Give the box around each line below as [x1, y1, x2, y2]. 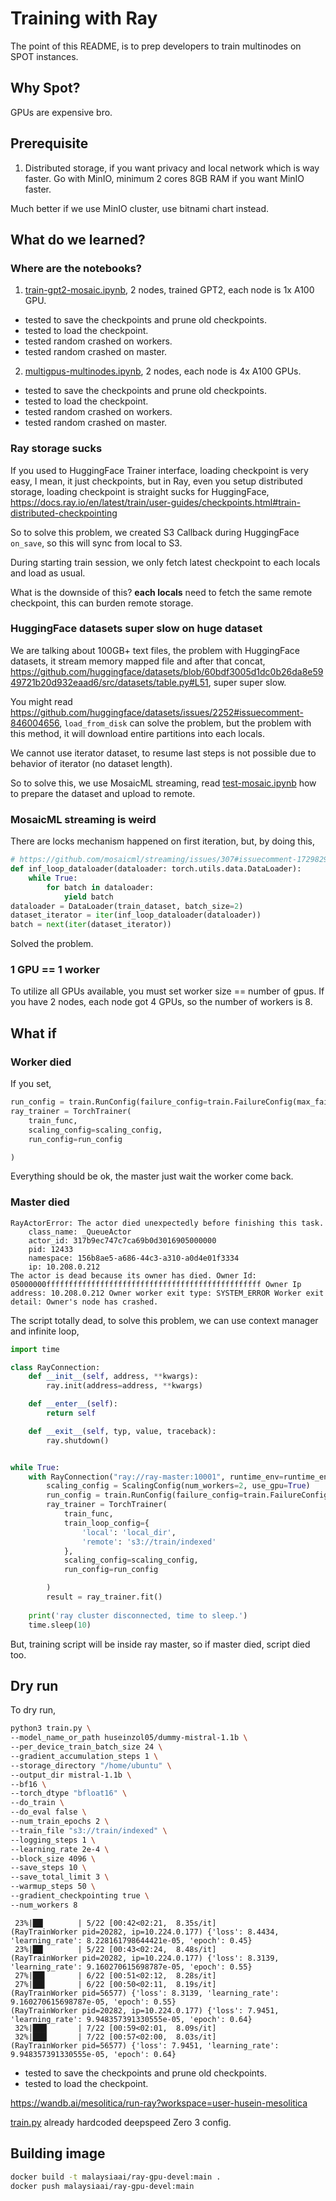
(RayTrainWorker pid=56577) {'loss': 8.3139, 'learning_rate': [10, 1988, 280, 1998]
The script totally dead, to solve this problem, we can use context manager [10, 1314, 319, 1326]
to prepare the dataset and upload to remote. [10, 787, 196, 799]
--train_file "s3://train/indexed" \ [10, 1825, 168, 1836]
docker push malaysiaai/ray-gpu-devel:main [10, 2181, 195, 2191]
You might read [10, 695, 73, 707]
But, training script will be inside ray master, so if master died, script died [10, 1638, 311, 1650]
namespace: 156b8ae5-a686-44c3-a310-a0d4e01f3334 [28, 1253, 240, 1263]
